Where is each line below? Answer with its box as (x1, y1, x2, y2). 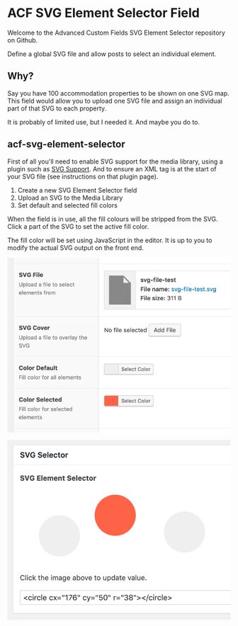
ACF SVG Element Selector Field (7, 5, 200, 21)
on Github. (7, 35, 38, 44)
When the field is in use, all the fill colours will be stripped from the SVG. (7, 215, 218, 223)
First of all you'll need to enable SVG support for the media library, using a (7, 157, 223, 166)
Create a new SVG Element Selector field (17, 186, 137, 194)
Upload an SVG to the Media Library (17, 193, 123, 202)
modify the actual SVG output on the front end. (7, 243, 144, 252)
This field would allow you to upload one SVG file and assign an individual (7, 96, 222, 105)
